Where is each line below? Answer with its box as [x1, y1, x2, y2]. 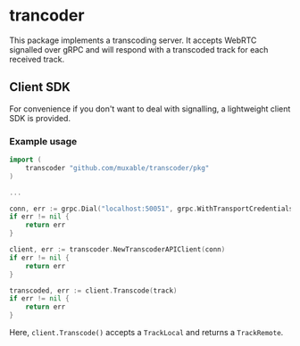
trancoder [9, 5, 85, 26]
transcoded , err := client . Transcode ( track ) [9, 286, 178, 295]
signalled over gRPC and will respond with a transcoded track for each [9, 44, 269, 54]
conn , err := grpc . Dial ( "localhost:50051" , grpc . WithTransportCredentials [9, 204, 294, 213]
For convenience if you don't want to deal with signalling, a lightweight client [9, 103, 291, 114]
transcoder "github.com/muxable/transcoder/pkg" [25, 163, 210, 172]
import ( [9, 155, 42, 165]
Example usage [9, 135, 78, 147]
